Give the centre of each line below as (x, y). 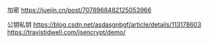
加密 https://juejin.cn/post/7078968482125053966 (79, 10)
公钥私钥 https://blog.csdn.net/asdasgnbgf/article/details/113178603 (104, 25)
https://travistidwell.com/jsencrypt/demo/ (66, 32)
